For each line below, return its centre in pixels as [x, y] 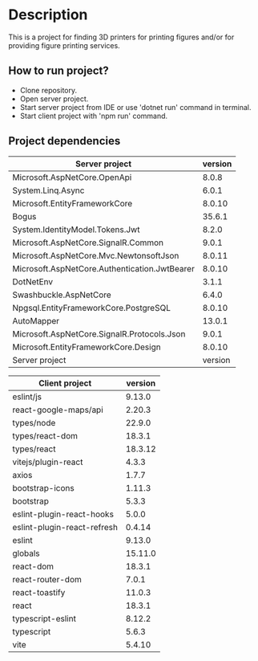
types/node [34, 422]
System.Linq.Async [48, 190]
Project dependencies [64, 141]
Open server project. [54, 99]
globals [26, 553]
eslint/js [27, 397]
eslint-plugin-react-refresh [65, 527]
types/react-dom [45, 435]
